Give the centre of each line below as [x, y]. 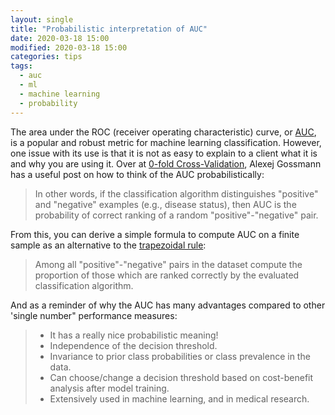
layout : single [42, 19]
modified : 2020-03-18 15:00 [69, 47]
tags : [21, 66]
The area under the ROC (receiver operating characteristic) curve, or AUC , [163, 132]
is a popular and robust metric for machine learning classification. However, [166, 142]
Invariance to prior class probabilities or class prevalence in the [180, 356]
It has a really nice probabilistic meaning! [134, 335]
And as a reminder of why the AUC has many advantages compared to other [168, 305]
